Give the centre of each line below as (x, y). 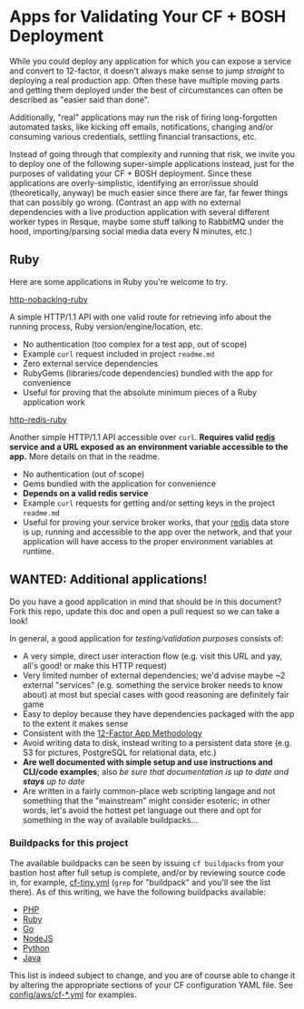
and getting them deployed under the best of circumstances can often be (147, 90)
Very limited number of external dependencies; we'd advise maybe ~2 (154, 675)
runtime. (38, 551)
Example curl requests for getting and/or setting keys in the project (148, 503)
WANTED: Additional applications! (108, 579)
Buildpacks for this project (69, 843)
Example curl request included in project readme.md (118, 353)
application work (54, 402)
